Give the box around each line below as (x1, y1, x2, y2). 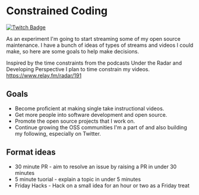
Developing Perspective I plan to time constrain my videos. (6, 65, 150, 72)
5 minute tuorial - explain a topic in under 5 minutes (14, 175, 141, 183)
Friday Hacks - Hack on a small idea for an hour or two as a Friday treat (14, 182, 190, 189)
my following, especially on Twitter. (14, 130, 101, 137)
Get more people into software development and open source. (14, 111, 168, 118)
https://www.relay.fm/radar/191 (6, 72, 82, 79)
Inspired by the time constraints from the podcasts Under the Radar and (6, 59, 182, 66)
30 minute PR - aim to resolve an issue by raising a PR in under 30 (14, 163, 177, 170)
